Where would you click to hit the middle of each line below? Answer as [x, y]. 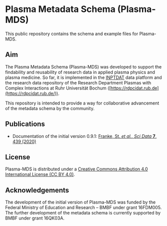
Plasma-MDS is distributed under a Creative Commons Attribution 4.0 [77, 169]
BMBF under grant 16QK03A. [35, 218]
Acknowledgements [37, 190]
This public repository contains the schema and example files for [72, 33]
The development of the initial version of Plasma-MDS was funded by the [81, 202]
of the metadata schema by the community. [50, 108]
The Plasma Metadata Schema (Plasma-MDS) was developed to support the [83, 66]
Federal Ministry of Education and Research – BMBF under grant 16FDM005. [83, 207]
